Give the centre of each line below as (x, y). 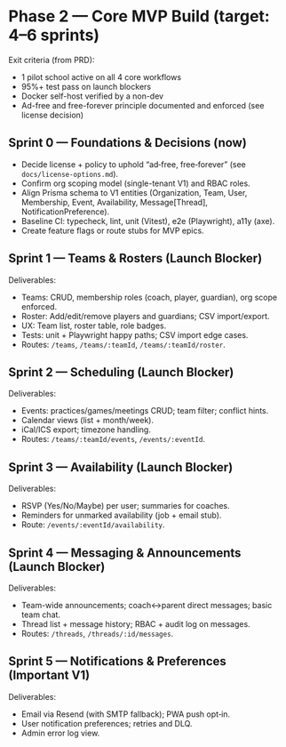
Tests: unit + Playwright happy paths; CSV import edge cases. (135, 334)
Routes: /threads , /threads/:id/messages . (97, 634)
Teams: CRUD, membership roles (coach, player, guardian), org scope (149, 297)
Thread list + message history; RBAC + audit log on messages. (135, 624)
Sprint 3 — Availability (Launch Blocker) (121, 467)
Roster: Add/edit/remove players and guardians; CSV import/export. (145, 316)
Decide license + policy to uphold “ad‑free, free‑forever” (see (133, 164)
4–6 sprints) (54, 35)
